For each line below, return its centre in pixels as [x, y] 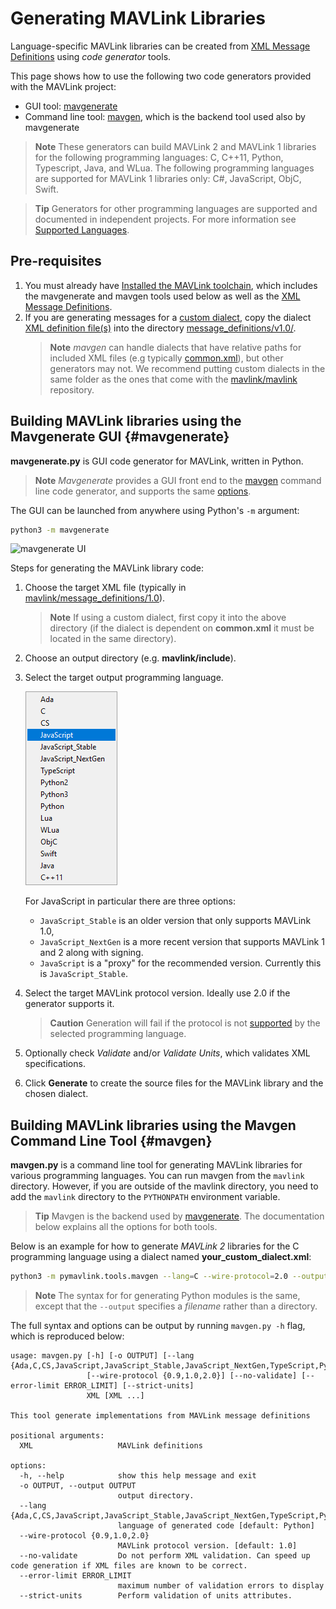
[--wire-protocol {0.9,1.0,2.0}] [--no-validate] [192, 1376]
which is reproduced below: [67, 1336]
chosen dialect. [56, 1094]
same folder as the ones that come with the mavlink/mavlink [173, 379]
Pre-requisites [56, 261]
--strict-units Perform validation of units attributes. [156, 1596]
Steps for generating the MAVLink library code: [107, 568]
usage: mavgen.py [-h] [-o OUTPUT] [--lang [102, 1356]
